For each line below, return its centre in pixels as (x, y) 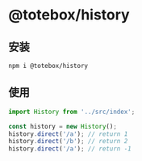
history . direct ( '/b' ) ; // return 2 (68, 142)
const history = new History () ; (63, 126)
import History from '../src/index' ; (72, 112)
